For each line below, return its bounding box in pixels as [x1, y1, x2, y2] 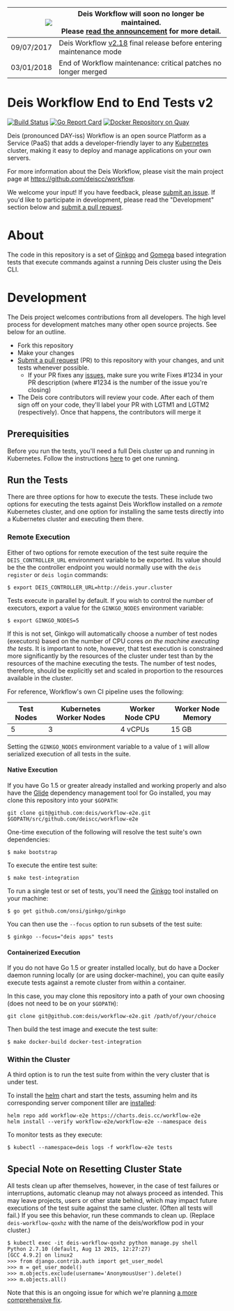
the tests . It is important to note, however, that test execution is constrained [7, 644, 224, 652]
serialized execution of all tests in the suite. [7, 749, 131, 758]
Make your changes [17, 348, 75, 357]
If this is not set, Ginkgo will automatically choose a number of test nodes [7, 629, 218, 638]
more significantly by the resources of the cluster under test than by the [7, 652, 214, 660]
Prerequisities [7, 428, 70, 440]
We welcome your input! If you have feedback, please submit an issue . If [7, 188, 216, 196]
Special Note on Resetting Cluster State [7, 1163, 182, 1175]
